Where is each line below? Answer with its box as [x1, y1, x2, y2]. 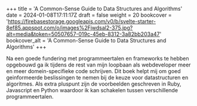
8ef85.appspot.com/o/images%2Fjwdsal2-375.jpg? [6, 24, 133, 31]
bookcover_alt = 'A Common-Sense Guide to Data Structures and [6, 37, 167, 44]
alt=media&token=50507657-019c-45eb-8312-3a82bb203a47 [6, 31, 160, 38]
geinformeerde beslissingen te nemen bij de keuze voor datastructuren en [6, 74, 189, 81]
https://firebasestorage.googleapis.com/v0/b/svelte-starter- [8, 18, 156, 25]
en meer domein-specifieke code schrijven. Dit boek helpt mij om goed [6, 68, 181, 74]
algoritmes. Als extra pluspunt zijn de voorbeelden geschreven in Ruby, [6, 80, 181, 87]
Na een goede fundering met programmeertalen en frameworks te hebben [6, 55, 189, 62]
